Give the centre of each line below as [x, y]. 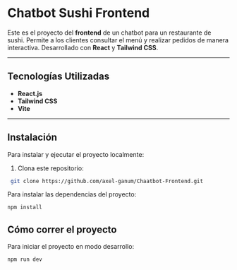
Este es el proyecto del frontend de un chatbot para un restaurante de [109, 33]
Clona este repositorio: [50, 168]
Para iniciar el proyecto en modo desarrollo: [71, 247]
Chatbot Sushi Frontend [79, 13]
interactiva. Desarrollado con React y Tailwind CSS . [83, 47]
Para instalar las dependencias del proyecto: [72, 194]
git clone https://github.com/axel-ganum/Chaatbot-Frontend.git [107, 181]
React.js [30, 93]
